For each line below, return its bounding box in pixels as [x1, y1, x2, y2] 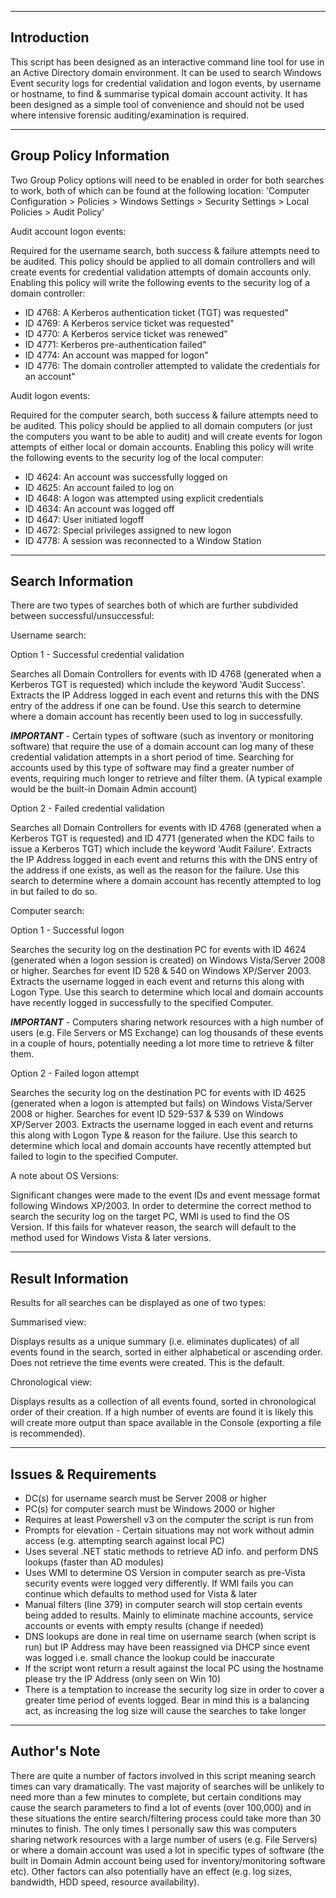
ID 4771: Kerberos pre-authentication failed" [24, 338, 207, 350]
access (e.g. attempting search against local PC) [24, 1535, 225, 1547]
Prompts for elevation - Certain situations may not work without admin [24, 1524, 315, 1536]
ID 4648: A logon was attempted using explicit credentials [24, 492, 264, 504]
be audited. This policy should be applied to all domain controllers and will [10, 255, 316, 267]
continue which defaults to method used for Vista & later [24, 1588, 258, 1600]
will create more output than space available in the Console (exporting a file [10, 1417, 322, 1429]
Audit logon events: [10, 389, 91, 401]
